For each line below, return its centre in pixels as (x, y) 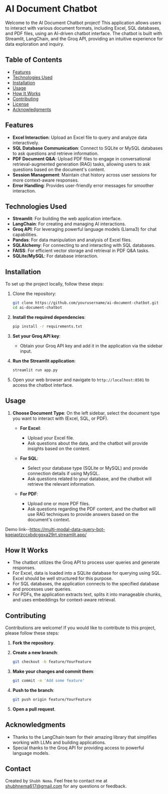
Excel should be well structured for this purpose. (62, 578)
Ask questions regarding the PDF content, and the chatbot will (92, 509)
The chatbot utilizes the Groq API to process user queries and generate (86, 562)
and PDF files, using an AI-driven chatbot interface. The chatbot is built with (83, 33)
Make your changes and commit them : (53, 671)
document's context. (49, 519)
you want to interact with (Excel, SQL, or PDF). (60, 418)
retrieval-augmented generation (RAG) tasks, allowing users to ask (81, 164)
